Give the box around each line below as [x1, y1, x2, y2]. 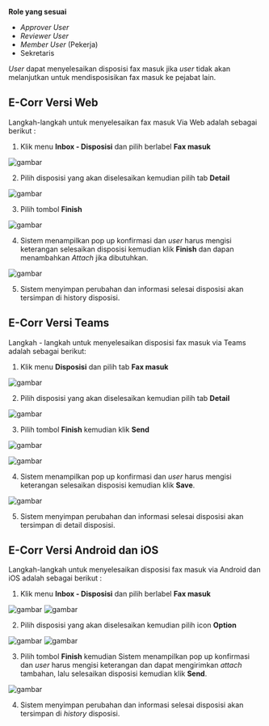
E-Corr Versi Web [8, 96, 99, 110]
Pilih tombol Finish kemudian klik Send [19, 424, 149, 434]
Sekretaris [19, 49, 55, 57]
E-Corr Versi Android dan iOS [8, 543, 159, 557]
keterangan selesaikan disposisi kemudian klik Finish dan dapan [19, 244, 234, 254]
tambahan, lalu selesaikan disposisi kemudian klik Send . [19, 669, 208, 678]
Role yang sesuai [8, 7, 67, 16]
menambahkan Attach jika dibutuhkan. [19, 252, 149, 262]
